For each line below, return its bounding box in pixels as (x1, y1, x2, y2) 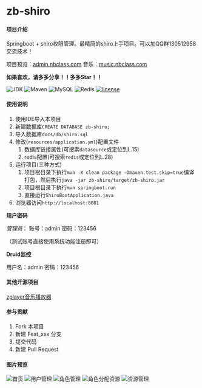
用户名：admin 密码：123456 (6, 263, 79, 271)
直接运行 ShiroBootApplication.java (24, 191, 114, 198)
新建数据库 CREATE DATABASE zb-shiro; (15, 123, 110, 130)
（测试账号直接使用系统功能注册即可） (6, 237, 102, 244)
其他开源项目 (6, 279, 38, 286)
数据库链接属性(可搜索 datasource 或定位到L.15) (24, 145, 140, 153)
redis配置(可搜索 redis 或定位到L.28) (24, 153, 113, 161)
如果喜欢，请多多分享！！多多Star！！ (6, 74, 103, 81)
